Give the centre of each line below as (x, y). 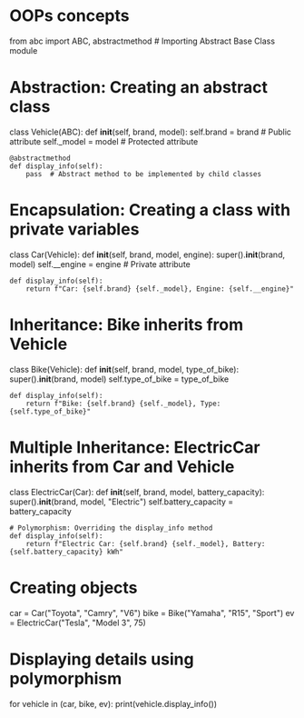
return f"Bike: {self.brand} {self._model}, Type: (123, 404)
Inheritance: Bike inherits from (126, 324)
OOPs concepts (69, 16)
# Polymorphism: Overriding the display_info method (111, 528)
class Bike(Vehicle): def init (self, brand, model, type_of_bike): (124, 369)
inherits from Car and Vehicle (122, 467)
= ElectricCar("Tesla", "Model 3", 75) (78, 623)
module (24, 50)
